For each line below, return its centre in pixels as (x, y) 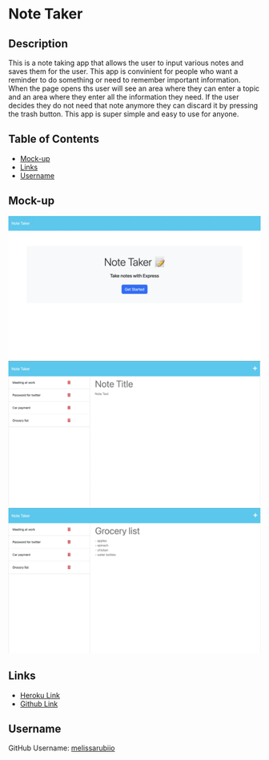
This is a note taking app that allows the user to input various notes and (126, 63)
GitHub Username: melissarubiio (62, 748)
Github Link (39, 704)
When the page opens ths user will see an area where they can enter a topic (134, 88)
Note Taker (46, 14)
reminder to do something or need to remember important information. (124, 80)
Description (38, 44)
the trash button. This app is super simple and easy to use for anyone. (124, 114)
